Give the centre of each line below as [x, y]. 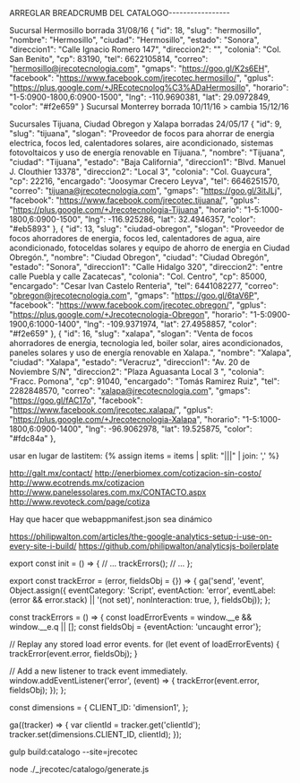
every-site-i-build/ [43, 546]
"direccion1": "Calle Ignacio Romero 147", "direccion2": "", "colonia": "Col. [146, 49]
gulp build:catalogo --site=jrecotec [74, 752]
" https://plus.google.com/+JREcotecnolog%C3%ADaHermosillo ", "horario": [149, 87]
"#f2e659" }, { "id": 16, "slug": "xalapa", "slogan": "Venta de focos [131, 334]
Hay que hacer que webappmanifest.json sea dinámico [111, 519]
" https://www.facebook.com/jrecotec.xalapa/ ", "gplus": [111, 410]
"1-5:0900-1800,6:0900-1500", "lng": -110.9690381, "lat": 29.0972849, [140, 97]
